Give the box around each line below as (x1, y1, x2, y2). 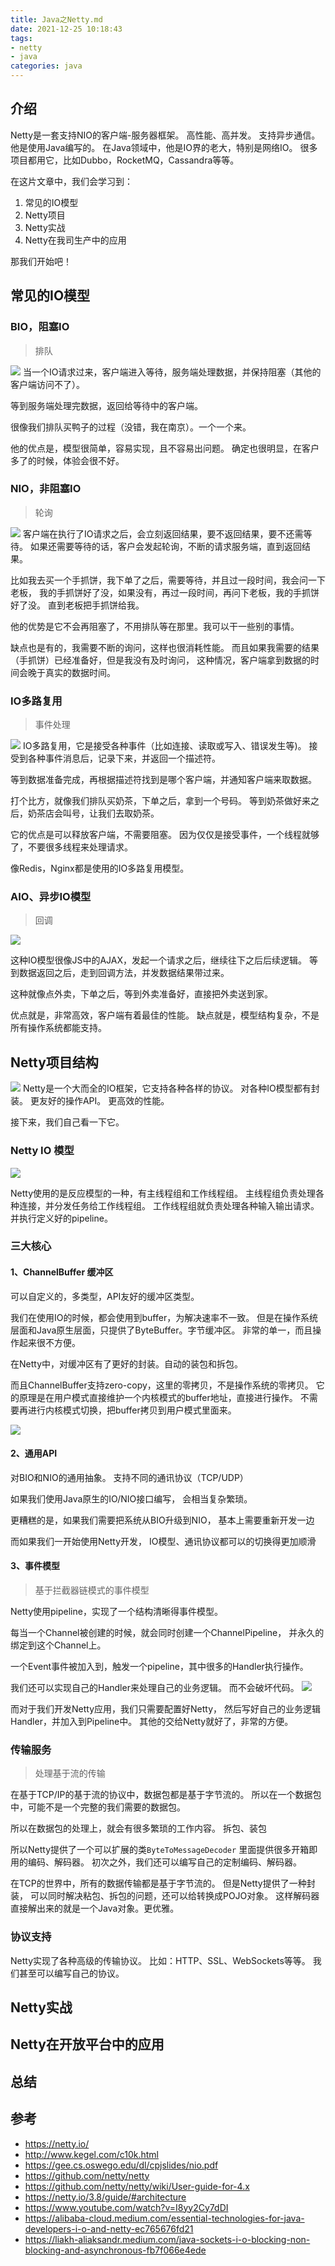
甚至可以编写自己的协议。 (18, 1967, 125, 1979)
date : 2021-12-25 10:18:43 (10, 24, 123, 34)
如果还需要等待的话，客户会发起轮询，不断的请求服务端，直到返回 (29, 540, 302, 552)
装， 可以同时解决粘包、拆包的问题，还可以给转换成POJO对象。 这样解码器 (10, 1890, 320, 1902)
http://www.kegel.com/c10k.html (24, 2148, 159, 2160)
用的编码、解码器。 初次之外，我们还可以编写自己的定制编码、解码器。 (10, 1856, 302, 1868)
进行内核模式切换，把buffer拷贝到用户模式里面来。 (27, 1404, 237, 1416)
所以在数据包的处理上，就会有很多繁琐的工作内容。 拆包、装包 (10, 1822, 267, 1835)
